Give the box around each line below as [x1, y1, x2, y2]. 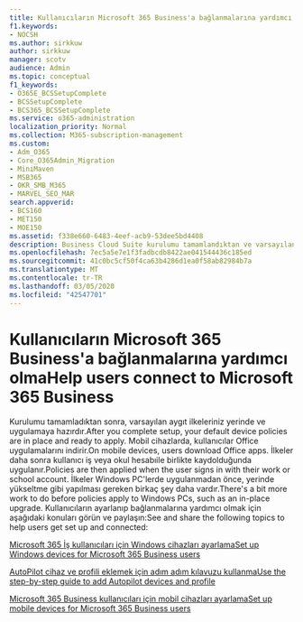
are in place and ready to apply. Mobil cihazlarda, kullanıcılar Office [9, 435, 259, 447]
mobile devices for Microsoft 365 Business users [9, 603, 191, 614]
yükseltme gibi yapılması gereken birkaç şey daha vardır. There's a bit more [9, 484, 288, 495]
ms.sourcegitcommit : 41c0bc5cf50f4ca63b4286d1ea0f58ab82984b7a [9, 256, 252, 266]
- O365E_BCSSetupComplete [9, 88, 106, 97]
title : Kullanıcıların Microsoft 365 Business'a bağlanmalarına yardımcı [9, 13, 293, 23]
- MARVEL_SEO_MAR [9, 190, 75, 199]
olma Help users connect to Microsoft [9, 367, 294, 388]
